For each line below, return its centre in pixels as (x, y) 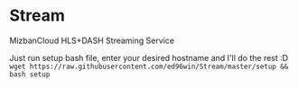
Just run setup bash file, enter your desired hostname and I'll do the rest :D (149, 57)
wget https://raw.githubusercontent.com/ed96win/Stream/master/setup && (149, 66)
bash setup (30, 74)
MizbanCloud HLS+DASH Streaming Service (92, 40)
